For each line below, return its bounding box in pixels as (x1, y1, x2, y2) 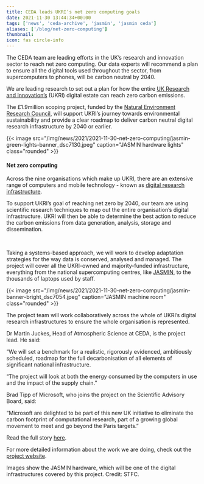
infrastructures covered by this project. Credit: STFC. (6, 471, 139, 478)
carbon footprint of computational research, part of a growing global (6, 416, 178, 423)
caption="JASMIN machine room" (82, 293, 166, 301)
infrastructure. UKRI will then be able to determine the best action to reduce (6, 212, 197, 220)
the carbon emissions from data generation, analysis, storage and (6, 219, 172, 226)
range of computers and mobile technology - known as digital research (6, 181, 185, 189)
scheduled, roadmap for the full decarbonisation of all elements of (6, 354, 172, 362)
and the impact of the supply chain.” (6, 379, 97, 387)
